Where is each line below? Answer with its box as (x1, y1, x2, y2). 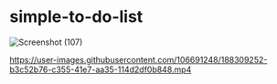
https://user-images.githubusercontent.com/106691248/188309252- (9, 54, 268, 65)
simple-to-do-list (9, 6, 144, 27)
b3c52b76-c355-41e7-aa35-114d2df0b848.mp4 (9, 64, 192, 75)
